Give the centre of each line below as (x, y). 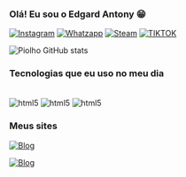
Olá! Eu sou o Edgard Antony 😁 (77, 14)
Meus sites (33, 126)
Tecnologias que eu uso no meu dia (87, 73)
